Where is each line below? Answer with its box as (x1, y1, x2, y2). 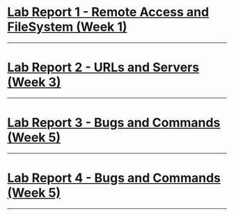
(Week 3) (7, 75, 61, 91)
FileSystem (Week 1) (7, 19, 127, 35)
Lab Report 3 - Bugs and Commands (7, 115, 221, 131)
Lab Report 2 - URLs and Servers (7, 60, 200, 75)
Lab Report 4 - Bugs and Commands (7, 170, 221, 185)
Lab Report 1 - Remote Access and (7, 4, 210, 20)
